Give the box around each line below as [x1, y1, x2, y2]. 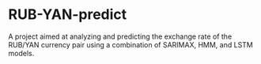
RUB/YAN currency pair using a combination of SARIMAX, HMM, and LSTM [8, 40, 253, 49]
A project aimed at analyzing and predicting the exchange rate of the [8, 32, 233, 41]
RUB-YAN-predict [8, 6, 127, 24]
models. [8, 48, 35, 58]
